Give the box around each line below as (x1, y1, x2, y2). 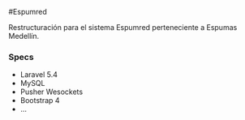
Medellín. (8, 32, 40, 41)
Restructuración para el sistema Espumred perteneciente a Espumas (8, 23, 238, 32)
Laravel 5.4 (19, 70, 58, 79)
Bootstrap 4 (19, 96, 60, 105)
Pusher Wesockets (19, 87, 84, 96)
